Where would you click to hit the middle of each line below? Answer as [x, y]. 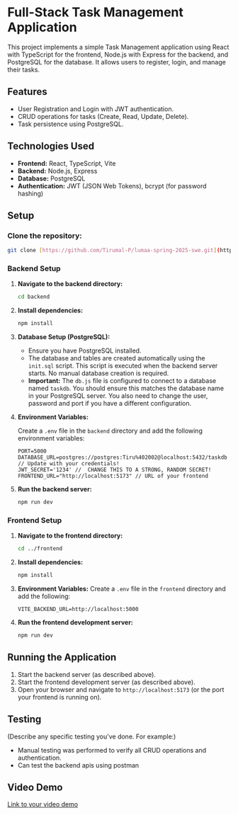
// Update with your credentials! [68, 464]
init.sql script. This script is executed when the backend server [123, 366]
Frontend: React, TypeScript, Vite [67, 163]
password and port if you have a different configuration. [110, 404]
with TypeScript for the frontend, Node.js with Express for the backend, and [118, 55]
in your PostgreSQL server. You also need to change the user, [118, 396]
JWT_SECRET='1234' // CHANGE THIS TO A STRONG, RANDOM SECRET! [114, 470]
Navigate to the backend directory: [70, 284]
